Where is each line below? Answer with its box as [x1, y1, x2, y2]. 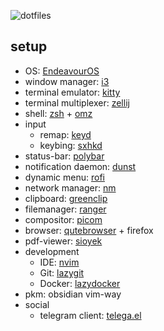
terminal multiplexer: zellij [24, 96, 130, 109]
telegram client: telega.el [39, 309, 142, 321]
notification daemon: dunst [24, 160, 137, 172]
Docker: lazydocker [39, 277, 121, 289]
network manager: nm [24, 181, 117, 194]
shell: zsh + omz [24, 107, 93, 119]
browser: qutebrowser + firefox [24, 224, 154, 236]
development [24, 245, 80, 257]
